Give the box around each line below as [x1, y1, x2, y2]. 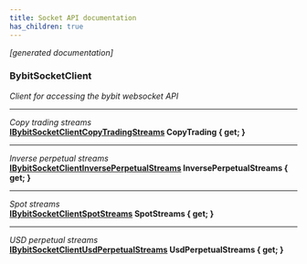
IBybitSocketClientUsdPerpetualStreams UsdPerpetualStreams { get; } [9, 244, 284, 255]
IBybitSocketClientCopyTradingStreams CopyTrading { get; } [9, 126, 246, 137]
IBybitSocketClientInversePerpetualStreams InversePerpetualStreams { [9, 162, 289, 174]
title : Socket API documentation [9, 13, 137, 23]
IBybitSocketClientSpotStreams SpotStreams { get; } [9, 207, 215, 219]
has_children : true [9, 22, 84, 31]
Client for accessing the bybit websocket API [9, 90, 179, 101]
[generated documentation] [9, 47, 114, 58]
